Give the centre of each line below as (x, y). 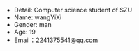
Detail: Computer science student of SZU (73, 10)
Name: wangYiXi (38, 17)
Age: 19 (25, 32)
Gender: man (33, 24)
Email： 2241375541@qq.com (56, 40)
